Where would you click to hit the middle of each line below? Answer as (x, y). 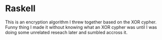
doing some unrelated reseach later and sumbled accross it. (66, 32)
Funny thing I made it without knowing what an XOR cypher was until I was (81, 27)
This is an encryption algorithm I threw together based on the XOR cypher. (81, 22)
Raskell (20, 9)
